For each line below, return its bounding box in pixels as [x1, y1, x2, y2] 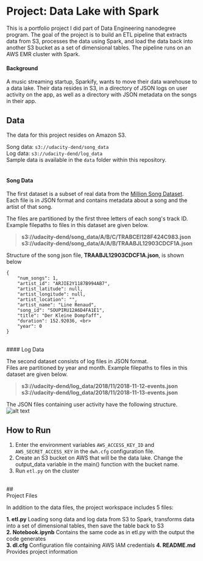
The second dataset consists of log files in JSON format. [6, 358, 149, 365]
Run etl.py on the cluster [15, 467, 79, 474]
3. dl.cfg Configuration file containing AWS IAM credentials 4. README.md [6, 541, 196, 549]
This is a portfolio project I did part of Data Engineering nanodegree [6, 24, 176, 32]
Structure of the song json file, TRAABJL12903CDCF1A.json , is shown [6, 252, 184, 259]
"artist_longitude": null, [17, 291, 86, 297]
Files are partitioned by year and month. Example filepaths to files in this [6, 364, 188, 372]
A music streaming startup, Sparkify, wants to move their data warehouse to [6, 78, 198, 85]
